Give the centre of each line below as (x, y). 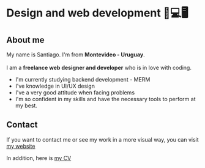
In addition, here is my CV (39, 158)
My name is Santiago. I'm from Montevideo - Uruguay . (76, 55)
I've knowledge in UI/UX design (55, 86)
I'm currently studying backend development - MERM (83, 79)
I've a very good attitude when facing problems (75, 93)
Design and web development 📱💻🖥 (97, 13)
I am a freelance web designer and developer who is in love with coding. (99, 67)
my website (21, 146)
